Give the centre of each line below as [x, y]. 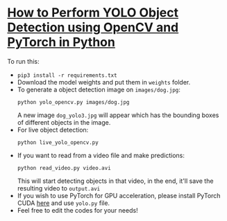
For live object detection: [53, 130]
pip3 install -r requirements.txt [67, 75]
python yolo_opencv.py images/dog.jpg [73, 102]
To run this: [23, 61]
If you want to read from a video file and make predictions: [101, 155]
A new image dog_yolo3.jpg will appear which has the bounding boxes [118, 115]
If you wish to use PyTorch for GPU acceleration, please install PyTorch [119, 195]
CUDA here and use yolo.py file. [63, 203]
